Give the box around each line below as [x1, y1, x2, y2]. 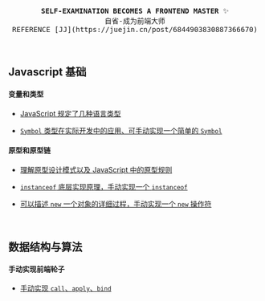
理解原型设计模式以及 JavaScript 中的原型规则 [19, 165, 173, 174]
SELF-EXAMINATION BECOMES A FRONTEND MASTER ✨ [41, 6, 229, 15]
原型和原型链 [8, 145, 51, 155]
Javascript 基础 [8, 65, 87, 79]
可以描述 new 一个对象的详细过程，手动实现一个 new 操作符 [19, 199, 212, 209]
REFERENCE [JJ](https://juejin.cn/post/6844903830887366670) [11, 25, 259, 34]
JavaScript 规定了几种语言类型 [19, 108, 121, 118]
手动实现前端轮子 [8, 264, 65, 274]
